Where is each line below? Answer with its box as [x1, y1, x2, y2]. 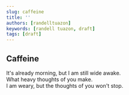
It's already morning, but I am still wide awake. [6, 69, 121, 76]
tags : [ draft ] [6, 31, 42, 37]
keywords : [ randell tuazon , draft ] [6, 25, 95, 32]
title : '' [6, 14, 31, 20]
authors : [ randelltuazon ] [6, 20, 71, 26]
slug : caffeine [6, 8, 44, 15]
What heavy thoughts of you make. [6, 76, 93, 83]
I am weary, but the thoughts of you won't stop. [6, 82, 124, 89]
